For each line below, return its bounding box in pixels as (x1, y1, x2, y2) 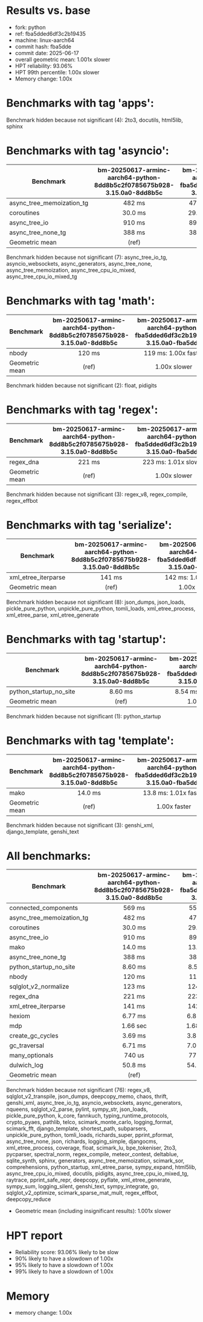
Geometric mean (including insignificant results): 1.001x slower (14, 1208, 171, 1215)
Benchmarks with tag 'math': (6, 294, 155, 307)
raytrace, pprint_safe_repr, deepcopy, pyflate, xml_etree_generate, (6, 1176, 172, 1183)
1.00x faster (156, 802, 192, 811)
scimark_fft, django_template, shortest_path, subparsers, (6, 1125, 148, 1132)
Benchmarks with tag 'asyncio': (6, 144, 169, 158)
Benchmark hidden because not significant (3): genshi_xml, (6, 821, 154, 829)
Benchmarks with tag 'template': (6, 733, 174, 747)
